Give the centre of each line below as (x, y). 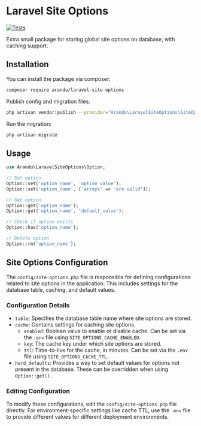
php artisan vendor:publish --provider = (57, 112)
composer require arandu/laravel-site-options (65, 90)
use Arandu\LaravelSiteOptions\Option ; (56, 167)
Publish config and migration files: (48, 101)
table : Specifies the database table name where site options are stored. (103, 318)
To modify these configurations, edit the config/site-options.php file (92, 404)
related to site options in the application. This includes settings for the (92, 283)
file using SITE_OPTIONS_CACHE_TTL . (66, 356)
